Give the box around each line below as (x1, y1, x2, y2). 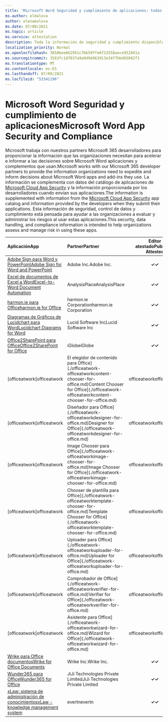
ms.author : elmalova (5, 13, 48, 19)
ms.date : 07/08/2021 (5, 24, 48, 29)
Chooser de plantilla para (67, 487, 119, 493)
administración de (7, 693, 44, 700)
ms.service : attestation (5, 35, 57, 40)
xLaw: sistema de (7, 688, 43, 694)
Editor (148, 238, 161, 244)
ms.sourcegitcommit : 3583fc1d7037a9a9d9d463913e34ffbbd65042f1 (5, 56, 140, 61)
